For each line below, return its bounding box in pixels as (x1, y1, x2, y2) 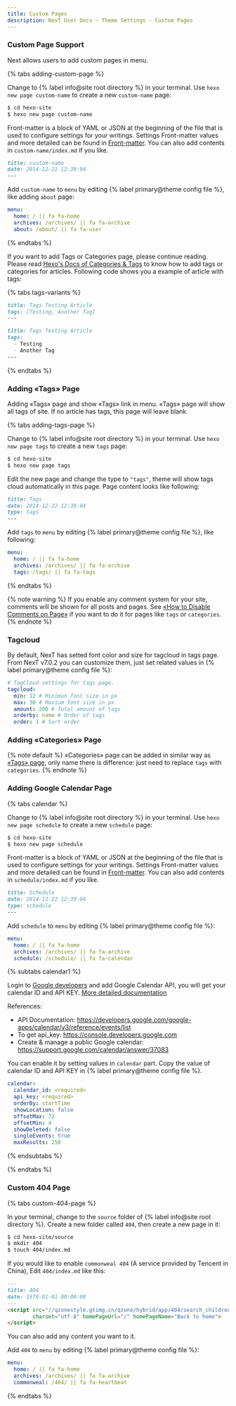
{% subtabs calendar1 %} (7, 967, 81, 976)
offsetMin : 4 (13, 1119, 52, 1126)
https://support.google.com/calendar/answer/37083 (17, 1046, 169, 1054)
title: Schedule (7, 889, 55, 896)
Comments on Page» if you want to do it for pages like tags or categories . (7, 610, 222, 618)
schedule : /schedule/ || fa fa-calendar (13, 954, 133, 962)
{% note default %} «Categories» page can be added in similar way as (7, 751, 211, 759)
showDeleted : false (13, 1126, 71, 1133)
